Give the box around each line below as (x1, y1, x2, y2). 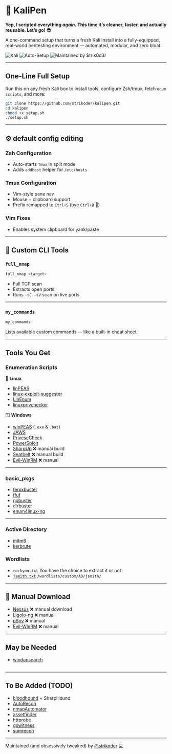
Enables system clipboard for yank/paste (12, 226, 99, 232)
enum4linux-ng (12, 508, 45, 514)
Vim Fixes (5, 214, 31, 222)
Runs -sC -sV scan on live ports (12, 292, 80, 298)
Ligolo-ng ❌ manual (12, 612, 55, 618)
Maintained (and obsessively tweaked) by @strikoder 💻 (5, 742, 124, 749)
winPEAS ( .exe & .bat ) (12, 423, 60, 429)
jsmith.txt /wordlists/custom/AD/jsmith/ (12, 573, 101, 579)
